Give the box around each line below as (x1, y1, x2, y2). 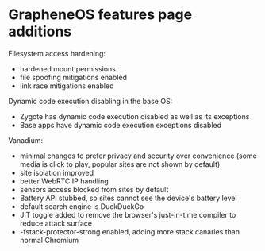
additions (8, 22, 72, 41)
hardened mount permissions (19, 64, 117, 73)
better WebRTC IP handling (19, 176, 109, 186)
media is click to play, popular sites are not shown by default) (19, 159, 221, 168)
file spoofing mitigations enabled (19, 72, 128, 82)
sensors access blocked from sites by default (19, 184, 169, 194)
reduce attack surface (19, 218, 93, 228)
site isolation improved (19, 168, 94, 177)
